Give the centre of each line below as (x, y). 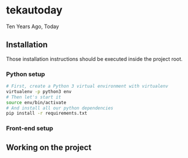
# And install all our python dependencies (60, 108)
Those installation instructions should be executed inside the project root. (94, 59)
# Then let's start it (34, 97)
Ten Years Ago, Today (33, 26)
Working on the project (49, 147)
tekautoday (34, 10)
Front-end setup (30, 128)
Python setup (26, 74)
